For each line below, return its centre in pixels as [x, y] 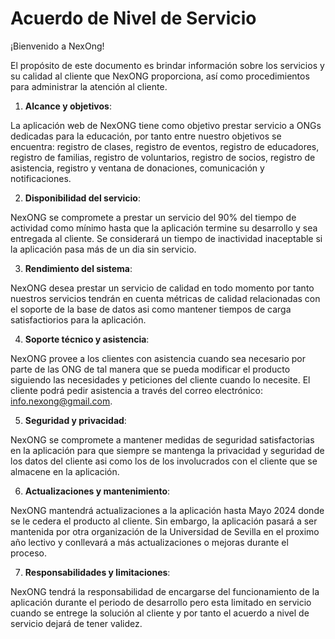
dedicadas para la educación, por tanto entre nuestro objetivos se [146, 136]
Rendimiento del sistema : [78, 268]
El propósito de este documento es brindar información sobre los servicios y [167, 65]
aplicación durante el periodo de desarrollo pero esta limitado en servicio [161, 602]
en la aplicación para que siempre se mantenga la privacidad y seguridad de [167, 450]
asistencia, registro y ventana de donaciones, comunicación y [137, 168]
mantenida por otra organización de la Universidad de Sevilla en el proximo [165, 531]
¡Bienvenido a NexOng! [57, 46]
